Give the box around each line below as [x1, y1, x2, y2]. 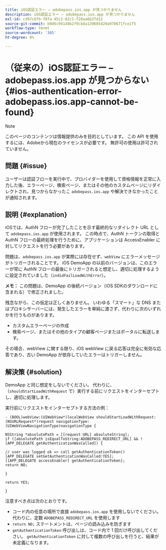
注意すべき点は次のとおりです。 [5, 498, 70, 504]
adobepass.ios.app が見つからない [5, 75, 150, 86]
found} [5, 107, 35, 118]
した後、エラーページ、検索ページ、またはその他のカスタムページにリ [9, 182, 153, 188]
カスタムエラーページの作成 [12, 322, 69, 328]
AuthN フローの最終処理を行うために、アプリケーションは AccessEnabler [5, 237, 155, 243]
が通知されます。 [5, 194, 40, 200]
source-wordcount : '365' [5, 30, 56, 35]
